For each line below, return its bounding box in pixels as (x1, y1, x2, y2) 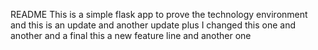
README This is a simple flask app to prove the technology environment (10, 9, 308, 20)
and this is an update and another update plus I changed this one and (10, 19, 297, 31)
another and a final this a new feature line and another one (10, 30, 252, 41)
